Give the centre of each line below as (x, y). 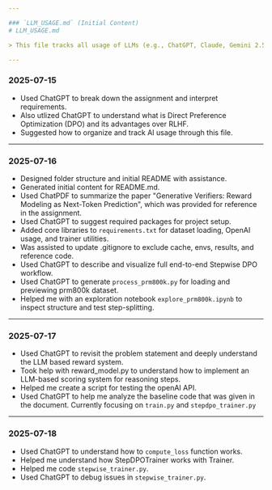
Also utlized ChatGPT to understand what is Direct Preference (123, 115)
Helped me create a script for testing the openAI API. (108, 388)
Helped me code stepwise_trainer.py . (84, 468)
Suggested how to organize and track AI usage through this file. (126, 132)
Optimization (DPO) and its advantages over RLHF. (104, 124)
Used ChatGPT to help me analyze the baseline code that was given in (137, 396)
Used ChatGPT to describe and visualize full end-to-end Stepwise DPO (138, 264)
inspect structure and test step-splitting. (87, 307)
